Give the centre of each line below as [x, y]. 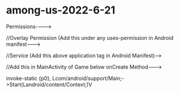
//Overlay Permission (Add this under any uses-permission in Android [90, 38]
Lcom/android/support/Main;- [88, 78]
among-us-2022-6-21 [61, 10]
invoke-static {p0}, [29, 78]
